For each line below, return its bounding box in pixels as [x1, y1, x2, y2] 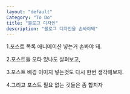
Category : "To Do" [6, 14, 53, 20]
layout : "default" [6, 8, 53, 15]
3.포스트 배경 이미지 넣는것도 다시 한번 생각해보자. [6, 69, 124, 76]
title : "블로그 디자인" [6, 20, 59, 26]
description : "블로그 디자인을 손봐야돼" [6, 25, 99, 32]
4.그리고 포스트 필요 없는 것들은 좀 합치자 [6, 81, 103, 89]
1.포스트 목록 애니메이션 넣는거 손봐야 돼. [6, 43, 102, 50]
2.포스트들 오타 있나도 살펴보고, [6, 55, 80, 63]
